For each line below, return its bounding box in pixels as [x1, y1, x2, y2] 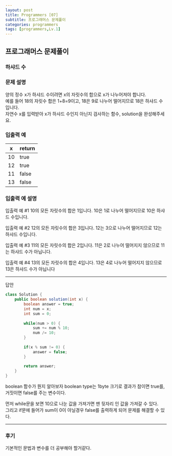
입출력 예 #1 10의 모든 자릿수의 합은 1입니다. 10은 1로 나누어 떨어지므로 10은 [5, 208, 156, 214]
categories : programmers [5, 22, 58, 27]
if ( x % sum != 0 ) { [24, 344, 66, 350]
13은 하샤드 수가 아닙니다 [5, 266, 55, 272]
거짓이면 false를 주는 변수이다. [5, 390, 67, 396]
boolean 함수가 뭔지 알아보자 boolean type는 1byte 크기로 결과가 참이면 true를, [5, 384, 165, 390]
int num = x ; [24, 306, 52, 312]
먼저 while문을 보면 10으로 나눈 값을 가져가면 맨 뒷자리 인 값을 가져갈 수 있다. [5, 400, 159, 407]
